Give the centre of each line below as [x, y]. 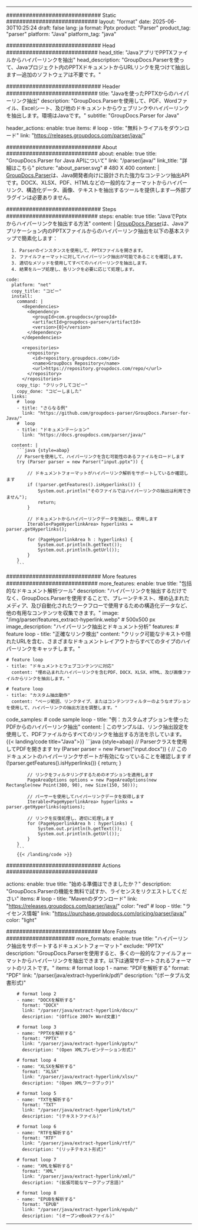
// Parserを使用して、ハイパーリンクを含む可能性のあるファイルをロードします [101, 457]
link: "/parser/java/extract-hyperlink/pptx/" [80, 1044]
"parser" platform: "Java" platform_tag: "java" [61, 34]
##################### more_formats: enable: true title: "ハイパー [92, 938]
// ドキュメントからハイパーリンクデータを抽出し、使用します [93, 519]
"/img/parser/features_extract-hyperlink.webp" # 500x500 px [81, 619]
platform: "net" [31, 285]
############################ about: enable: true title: [82, 153]
